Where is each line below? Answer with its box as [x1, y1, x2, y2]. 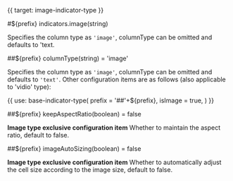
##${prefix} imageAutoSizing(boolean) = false [7, 145, 141, 153]
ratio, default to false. [7, 131, 69, 139]
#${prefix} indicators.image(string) [7, 20, 108, 27]
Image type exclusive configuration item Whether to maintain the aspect [7, 123, 221, 132]
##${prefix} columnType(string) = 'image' [7, 54, 129, 62]
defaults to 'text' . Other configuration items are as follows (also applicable [7, 75, 227, 83]
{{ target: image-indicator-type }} [7, 6, 104, 14]
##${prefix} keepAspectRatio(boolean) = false [7, 110, 142, 118]
